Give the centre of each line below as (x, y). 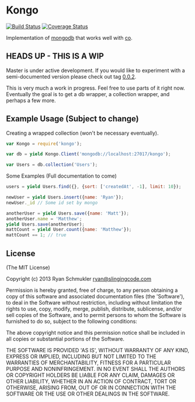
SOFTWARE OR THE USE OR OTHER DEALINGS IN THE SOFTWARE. (88, 394)
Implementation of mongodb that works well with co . (69, 38)
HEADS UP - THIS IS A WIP (55, 56)
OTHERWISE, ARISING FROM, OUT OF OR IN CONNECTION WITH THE (91, 388)
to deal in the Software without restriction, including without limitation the (94, 303)
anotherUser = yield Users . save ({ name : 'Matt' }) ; (68, 213)
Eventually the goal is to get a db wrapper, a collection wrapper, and (88, 94)
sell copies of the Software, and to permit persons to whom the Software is (96, 315)
